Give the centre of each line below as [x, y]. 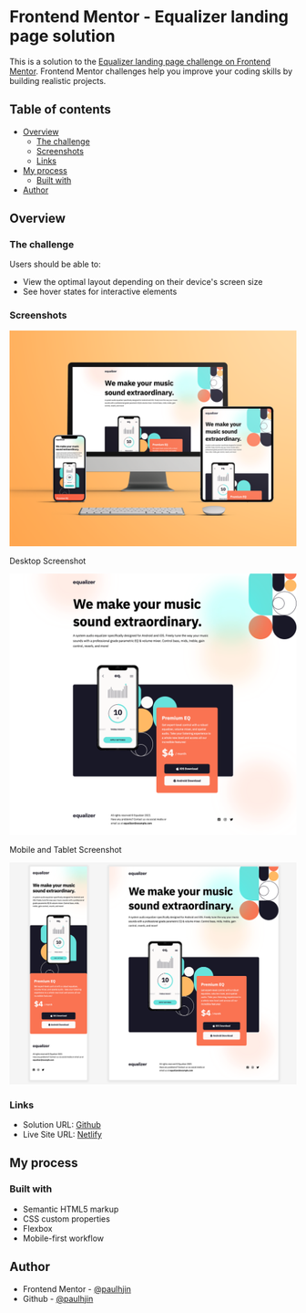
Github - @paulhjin [58, 1298]
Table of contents [60, 110]
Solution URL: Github [62, 1125]
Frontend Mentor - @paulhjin [77, 1288]
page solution [62, 36]
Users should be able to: [56, 264]
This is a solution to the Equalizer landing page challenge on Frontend [140, 61]
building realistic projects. [58, 80]
